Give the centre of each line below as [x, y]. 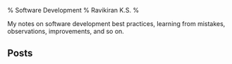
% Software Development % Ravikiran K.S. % [73, 10]
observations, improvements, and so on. [66, 31]
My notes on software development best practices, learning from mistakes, [116, 24]
